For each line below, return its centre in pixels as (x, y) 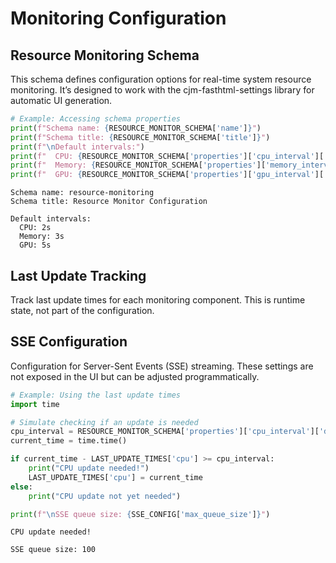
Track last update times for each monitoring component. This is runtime (158, 299)
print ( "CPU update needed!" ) (89, 468)
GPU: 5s (35, 245)
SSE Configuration (69, 342)
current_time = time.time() (69, 441)
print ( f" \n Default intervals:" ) (77, 147)
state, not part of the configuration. (82, 310)
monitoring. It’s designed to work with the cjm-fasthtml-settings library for (162, 90)
